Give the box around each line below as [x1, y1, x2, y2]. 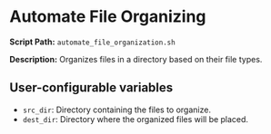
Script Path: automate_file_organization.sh [9, 36, 176, 47]
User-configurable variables [9, 80, 174, 96]
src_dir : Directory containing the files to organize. [22, 104, 212, 115]
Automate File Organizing [9, 6, 206, 27]
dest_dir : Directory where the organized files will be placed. [22, 113, 248, 124]
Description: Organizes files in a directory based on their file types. [9, 53, 263, 64]
